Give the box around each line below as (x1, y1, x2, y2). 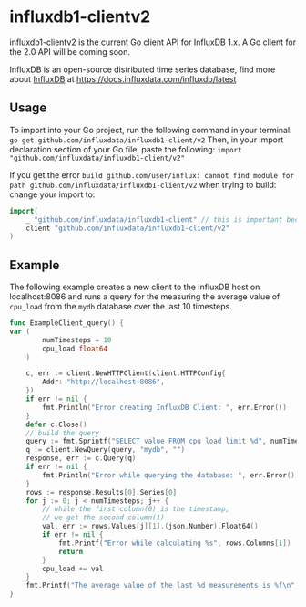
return (57, 547, 84, 556)
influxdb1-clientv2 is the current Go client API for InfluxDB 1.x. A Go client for (9, 37, 297, 47)
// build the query (25, 428, 100, 437)
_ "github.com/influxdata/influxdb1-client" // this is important (25, 215, 283, 225)
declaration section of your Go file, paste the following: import (9, 143, 242, 154)
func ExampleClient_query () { (9, 319, 125, 328)
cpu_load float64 (42, 344, 107, 353)
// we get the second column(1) (42, 513, 166, 522)
